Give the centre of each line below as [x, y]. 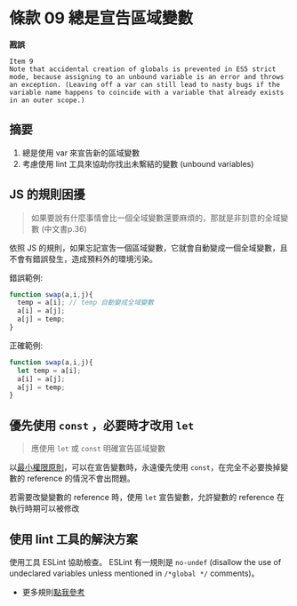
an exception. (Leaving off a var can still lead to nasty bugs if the [144, 84]
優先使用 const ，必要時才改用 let [101, 425]
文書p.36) [69, 228]
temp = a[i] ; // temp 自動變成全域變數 [85, 303]
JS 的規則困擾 [47, 195]
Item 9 [21, 61]
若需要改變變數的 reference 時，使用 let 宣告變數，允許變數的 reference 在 [147, 498]
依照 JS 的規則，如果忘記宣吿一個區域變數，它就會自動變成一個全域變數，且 [148, 247]
